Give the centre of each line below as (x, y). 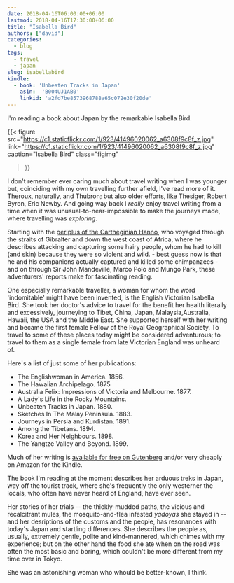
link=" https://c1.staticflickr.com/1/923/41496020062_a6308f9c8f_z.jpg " (111, 147)
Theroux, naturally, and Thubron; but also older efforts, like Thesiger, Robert (117, 196)
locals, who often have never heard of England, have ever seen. (99, 493)
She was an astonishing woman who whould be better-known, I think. (108, 572)
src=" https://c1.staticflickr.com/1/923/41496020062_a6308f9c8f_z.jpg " (111, 139)
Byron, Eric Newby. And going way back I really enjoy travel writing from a (115, 203)
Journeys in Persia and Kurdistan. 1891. (74, 421)
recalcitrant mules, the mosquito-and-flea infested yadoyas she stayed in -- (117, 514)
